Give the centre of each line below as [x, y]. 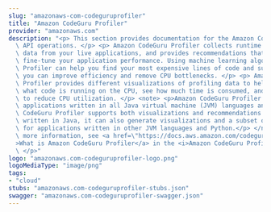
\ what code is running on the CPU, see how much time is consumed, [133, 91]
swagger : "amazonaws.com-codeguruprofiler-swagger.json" [106, 195]
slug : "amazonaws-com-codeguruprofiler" [77, 16]
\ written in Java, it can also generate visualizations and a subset [137, 121]
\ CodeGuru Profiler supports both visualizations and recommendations [139, 114]
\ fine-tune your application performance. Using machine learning [131, 61]
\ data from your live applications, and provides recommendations [131, 53]
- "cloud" [25, 181]
